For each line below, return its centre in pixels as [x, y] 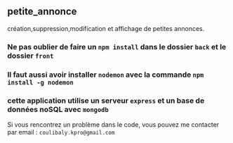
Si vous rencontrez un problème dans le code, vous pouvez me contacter [113, 124]
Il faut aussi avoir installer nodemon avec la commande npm [106, 75]
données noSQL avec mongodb [58, 109]
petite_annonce [42, 12]
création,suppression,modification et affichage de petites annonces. [106, 28]
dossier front [31, 56]
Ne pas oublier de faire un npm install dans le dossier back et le [117, 46]
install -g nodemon [40, 82]
